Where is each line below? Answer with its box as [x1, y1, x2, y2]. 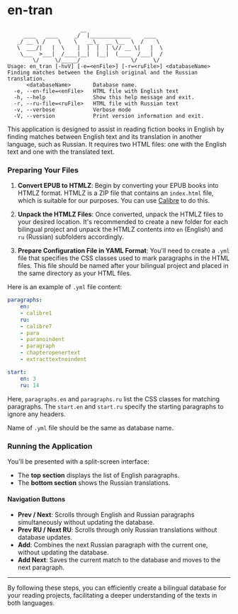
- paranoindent [20, 336, 65, 343]
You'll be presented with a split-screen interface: [7, 457, 150, 466]
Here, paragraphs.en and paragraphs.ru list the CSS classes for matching [7, 394, 220, 403]
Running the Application [7, 441, 93, 451]
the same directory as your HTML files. [17, 269, 132, 278]
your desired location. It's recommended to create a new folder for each [17, 218, 228, 226]
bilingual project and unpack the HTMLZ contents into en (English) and [17, 225, 223, 234]
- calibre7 [20, 323, 52, 330]
